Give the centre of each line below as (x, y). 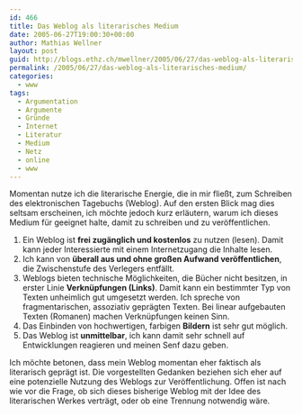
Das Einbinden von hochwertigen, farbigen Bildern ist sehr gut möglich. (155, 326)
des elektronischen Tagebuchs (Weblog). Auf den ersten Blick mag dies (142, 203)
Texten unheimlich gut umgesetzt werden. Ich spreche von (131, 297)
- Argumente (40, 110)
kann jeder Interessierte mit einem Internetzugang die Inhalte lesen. (147, 249)
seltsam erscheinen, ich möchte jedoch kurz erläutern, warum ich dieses (144, 213)
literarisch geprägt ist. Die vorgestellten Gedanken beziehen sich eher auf (146, 372)
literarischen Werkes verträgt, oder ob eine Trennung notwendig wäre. (140, 401)
